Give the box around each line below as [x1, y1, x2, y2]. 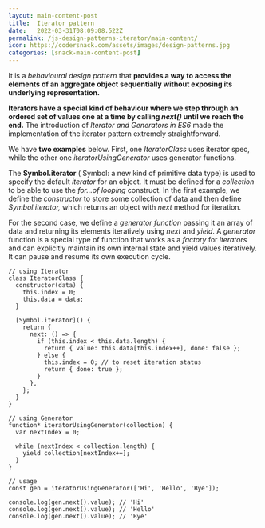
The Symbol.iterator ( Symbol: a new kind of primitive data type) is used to [8, 169, 255, 178]
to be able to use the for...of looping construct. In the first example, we [8, 186, 240, 194]
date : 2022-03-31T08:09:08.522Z [8, 26, 124, 34]
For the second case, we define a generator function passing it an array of [8, 218, 253, 227]
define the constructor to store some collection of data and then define [8, 194, 242, 203]
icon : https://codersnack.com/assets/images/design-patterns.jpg [8, 42, 230, 50]
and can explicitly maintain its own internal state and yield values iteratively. [8, 243, 257, 253]
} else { [37, 351, 66, 359]
